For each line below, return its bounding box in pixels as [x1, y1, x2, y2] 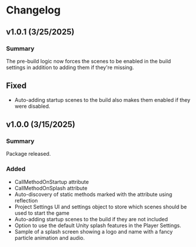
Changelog [6, 4, 61, 17]
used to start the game [14, 209, 70, 217]
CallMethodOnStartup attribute [14, 178, 89, 185]
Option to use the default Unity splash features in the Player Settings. [14, 222, 181, 229]
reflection [14, 197, 38, 204]
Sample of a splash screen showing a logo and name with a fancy [14, 228, 173, 235]
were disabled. [14, 102, 51, 109]
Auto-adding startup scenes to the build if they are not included [14, 215, 169, 222]
